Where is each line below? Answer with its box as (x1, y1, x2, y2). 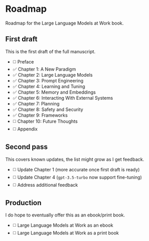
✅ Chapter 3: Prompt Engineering (12, 77, 83, 83)
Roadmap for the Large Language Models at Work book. (5, 20, 124, 26)
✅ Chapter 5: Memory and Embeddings (12, 89, 96, 95)
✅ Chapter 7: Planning (12, 100, 60, 106)
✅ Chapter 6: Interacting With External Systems (12, 95, 113, 101)
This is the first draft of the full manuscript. (5, 48, 96, 54)
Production (5, 198, 42, 207)
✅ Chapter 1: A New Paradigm (12, 66, 76, 72)
